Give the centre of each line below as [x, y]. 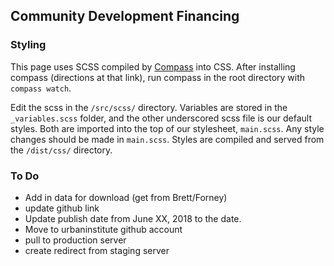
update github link [62, 208]
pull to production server [75, 240]
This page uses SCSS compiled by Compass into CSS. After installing [153, 66]
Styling [28, 45]
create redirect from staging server [97, 250]
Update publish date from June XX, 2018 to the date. [133, 218]
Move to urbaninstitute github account [103, 229]
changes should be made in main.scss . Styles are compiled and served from [167, 139]
